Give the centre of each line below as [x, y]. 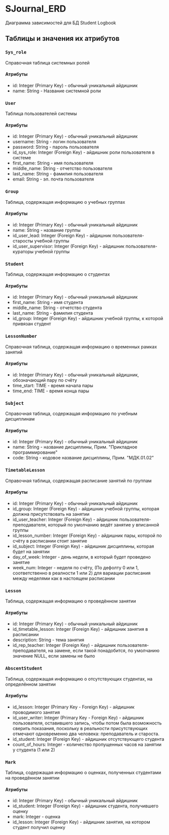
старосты [23, 241]
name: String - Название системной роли [57, 91]
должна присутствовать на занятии [51, 514]
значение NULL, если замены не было [54, 656]
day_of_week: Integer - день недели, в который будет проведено [82, 557]
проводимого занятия [36, 712]
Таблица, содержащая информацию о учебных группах [65, 202]
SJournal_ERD [36, 9]
